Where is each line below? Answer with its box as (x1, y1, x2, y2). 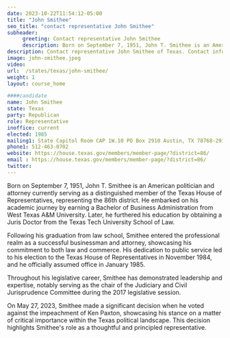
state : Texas (7, 106, 44, 112)
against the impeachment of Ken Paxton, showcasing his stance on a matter (7, 309, 222, 317)
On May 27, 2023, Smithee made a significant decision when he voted (7, 301, 204, 309)
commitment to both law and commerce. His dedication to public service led (7, 245, 222, 254)
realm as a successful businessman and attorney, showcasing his (7, 238, 192, 247)
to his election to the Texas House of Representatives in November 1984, (7, 253, 212, 261)
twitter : (7, 162, 32, 169)
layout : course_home (7, 80, 66, 87)
